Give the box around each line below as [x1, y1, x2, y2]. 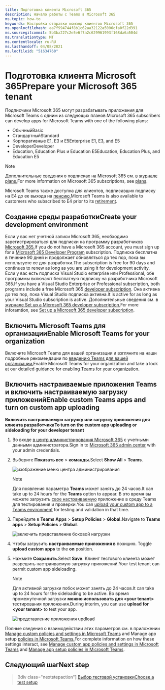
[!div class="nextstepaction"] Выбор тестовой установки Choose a [17, 674, 154, 680]
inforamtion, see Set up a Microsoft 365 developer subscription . [5, 307, 135, 313]
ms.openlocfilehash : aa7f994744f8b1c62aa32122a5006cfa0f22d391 [5, 26, 138, 31]
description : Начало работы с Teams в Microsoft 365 [5, 12, 116, 17]
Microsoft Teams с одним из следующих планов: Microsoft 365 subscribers [5, 112, 161, 119]
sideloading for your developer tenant [5, 427, 85, 433]
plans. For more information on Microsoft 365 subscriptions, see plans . [5, 178, 148, 184]
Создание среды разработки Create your [5, 212, 137, 221]
